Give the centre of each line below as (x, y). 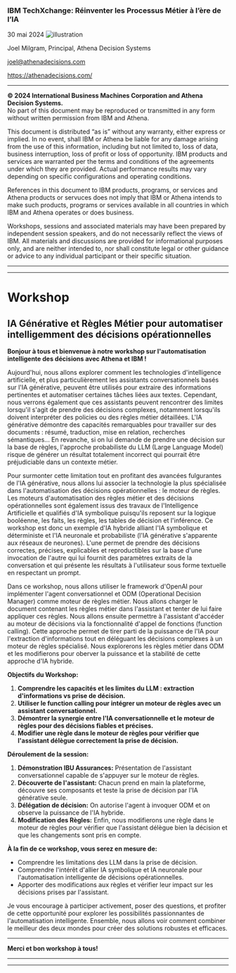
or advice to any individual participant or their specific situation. (99, 256)
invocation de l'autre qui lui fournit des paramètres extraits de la (100, 558)
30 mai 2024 (26, 34)
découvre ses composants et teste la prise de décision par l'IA (108, 790)
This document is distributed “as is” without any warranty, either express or (117, 131)
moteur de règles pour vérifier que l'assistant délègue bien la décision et (123, 827)
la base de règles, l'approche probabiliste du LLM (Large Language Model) (115, 447)
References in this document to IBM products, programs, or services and (112, 190)
